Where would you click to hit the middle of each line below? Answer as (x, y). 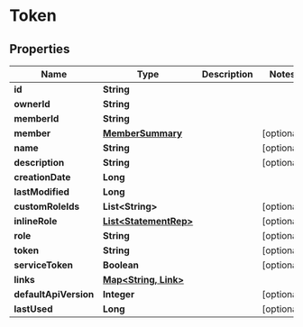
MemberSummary (142, 133)
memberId (37, 118)
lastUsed (33, 309)
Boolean (121, 265)
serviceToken (44, 265)
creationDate (42, 177)
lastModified (42, 192)
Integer (119, 294)
